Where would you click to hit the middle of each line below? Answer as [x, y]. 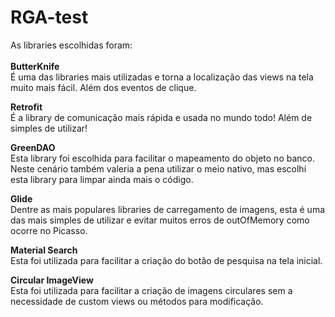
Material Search [44, 250]
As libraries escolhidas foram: [71, 45]
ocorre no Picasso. [49, 230]
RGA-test [49, 17]
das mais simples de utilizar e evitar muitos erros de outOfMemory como [160, 220]
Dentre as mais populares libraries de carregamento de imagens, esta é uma [168, 209]
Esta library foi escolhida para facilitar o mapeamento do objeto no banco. [162, 158]
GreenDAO [33, 147]
